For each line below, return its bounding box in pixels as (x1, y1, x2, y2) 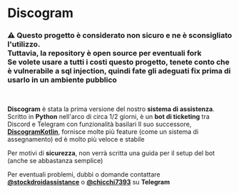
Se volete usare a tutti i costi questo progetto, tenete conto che (7, 57, 230, 67)
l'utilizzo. (7, 39, 41, 49)
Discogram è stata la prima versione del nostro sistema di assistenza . (7, 105, 215, 113)
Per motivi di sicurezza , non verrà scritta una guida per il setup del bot (7, 149, 215, 157)
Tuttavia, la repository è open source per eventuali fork (7, 48, 202, 58)
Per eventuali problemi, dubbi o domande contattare (7, 170, 161, 179)
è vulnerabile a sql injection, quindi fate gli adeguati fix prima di (7, 66, 231, 76)
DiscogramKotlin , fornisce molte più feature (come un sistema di (7, 127, 199, 136)
